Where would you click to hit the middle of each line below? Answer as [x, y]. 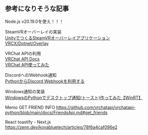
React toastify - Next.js [28, 122]
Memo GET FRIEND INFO [30, 107]
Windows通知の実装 [25, 91]
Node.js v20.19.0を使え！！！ [34, 21]
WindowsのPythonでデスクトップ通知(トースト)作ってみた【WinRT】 [74, 97]
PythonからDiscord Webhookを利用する [45, 81]
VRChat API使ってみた [27, 64]
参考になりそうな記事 [37, 9]
